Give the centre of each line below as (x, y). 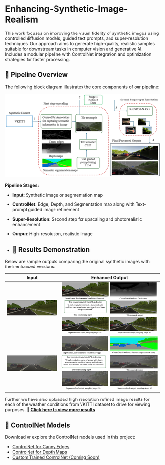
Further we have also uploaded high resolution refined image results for (77, 399)
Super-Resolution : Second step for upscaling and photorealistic (77, 219)
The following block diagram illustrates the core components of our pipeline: (82, 87)
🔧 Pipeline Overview (36, 75)
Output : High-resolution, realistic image (52, 234)
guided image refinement (54, 210)
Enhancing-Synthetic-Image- (67, 9)
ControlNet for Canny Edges (41, 446)
